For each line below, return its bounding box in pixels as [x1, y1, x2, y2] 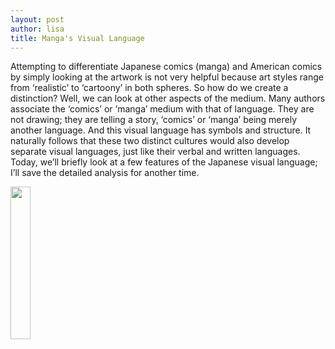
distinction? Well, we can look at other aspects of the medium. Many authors [10, 92, 326, 105]
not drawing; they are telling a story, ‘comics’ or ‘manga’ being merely [10, 114, 298, 126]
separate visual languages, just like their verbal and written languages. [10, 146, 301, 158]
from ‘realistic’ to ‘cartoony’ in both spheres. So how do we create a [10, 82, 289, 94]
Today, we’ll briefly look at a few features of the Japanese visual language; [10, 156, 318, 168]
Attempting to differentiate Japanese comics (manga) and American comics [10, 61, 323, 73]
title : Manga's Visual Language [10, 33, 145, 43]
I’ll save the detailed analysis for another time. [10, 167, 200, 179]
